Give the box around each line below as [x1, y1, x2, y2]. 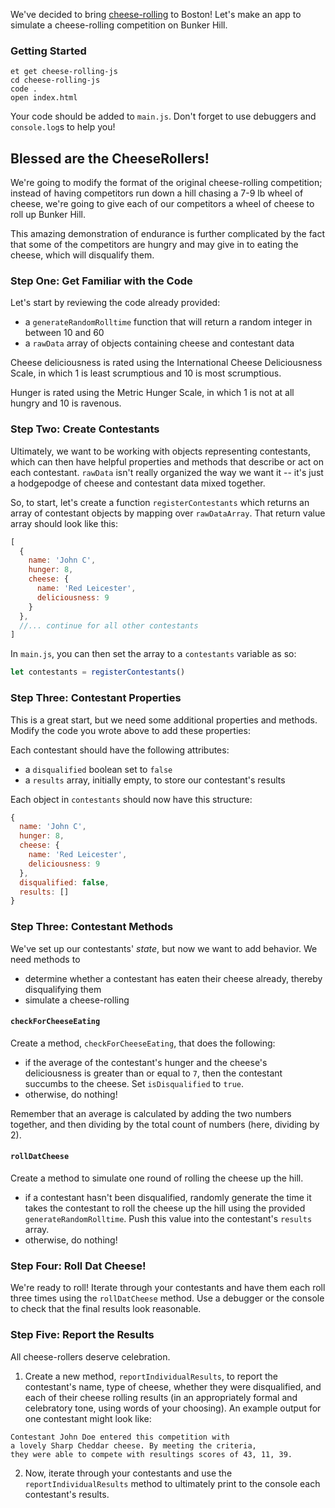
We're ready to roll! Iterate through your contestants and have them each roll [10, 1282, 326, 1294]
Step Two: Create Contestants [10, 422, 160, 436]
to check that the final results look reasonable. [10, 1303, 202, 1315]
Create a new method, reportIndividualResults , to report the [24, 1370, 278, 1382]
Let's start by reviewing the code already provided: [10, 297, 221, 309]
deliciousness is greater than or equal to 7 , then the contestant [24, 1067, 283, 1079]
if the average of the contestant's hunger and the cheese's [24, 1056, 268, 1068]
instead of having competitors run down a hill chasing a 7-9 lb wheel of [10, 187, 304, 199]
